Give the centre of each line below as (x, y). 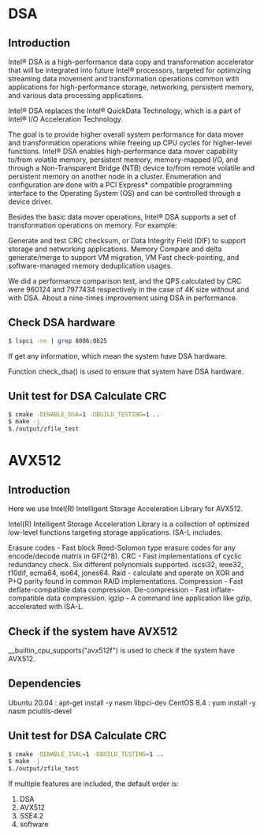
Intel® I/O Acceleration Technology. (66, 119)
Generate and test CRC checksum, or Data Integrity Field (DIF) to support (127, 241)
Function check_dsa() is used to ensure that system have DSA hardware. (126, 371)
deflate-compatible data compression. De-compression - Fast (109, 590)
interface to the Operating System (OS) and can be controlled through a (125, 193)
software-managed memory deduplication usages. (91, 266)
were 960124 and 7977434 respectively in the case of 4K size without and (129, 290)
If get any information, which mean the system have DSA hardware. (117, 355)
